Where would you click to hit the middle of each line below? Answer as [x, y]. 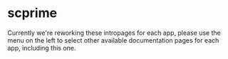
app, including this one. [42, 48]
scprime [32, 13]
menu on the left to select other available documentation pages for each [113, 40]
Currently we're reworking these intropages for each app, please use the [114, 33]
